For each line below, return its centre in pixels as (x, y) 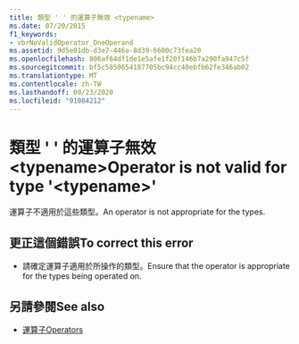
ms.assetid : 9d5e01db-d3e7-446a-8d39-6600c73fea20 (105, 51)
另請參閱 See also (57, 306)
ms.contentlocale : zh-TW (55, 84)
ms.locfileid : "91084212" (57, 101)
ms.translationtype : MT (54, 76)
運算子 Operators (52, 329)
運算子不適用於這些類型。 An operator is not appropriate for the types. (137, 212)
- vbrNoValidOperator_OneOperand (71, 42)
